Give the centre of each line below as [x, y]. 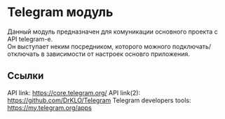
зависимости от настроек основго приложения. [118, 54]
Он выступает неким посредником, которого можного [89, 46]
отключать [23, 54]
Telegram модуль [60, 12]
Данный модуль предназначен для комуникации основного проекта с [113, 31]
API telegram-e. [30, 38]
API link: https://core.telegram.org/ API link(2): [74, 92]
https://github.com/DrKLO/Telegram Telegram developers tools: [99, 100]
